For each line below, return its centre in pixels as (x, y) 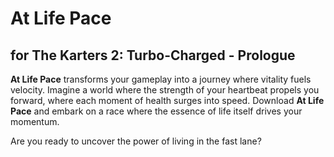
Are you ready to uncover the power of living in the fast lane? (136, 141)
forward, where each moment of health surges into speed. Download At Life (167, 100)
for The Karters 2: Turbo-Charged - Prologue (153, 55)
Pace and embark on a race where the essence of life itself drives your (156, 111)
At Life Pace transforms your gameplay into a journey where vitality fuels (161, 79)
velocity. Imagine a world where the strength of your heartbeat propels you (165, 90)
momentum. (35, 121)
